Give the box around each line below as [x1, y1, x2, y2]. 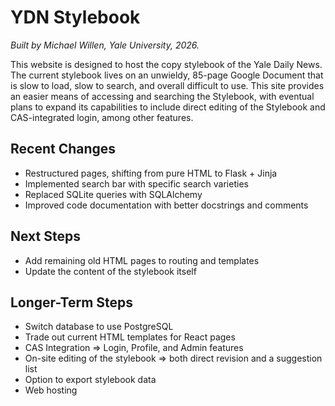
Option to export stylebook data [24, 374, 157, 386]
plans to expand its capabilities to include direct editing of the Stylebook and [10, 101, 326, 113]
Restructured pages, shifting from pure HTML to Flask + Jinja [24, 167, 278, 179]
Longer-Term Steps [10, 294, 134, 311]
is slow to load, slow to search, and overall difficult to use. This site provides [10, 79, 325, 91]
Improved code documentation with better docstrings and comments [24, 199, 309, 211]
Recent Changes [10, 141, 117, 158]
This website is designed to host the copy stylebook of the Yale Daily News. [10, 58, 323, 70]
